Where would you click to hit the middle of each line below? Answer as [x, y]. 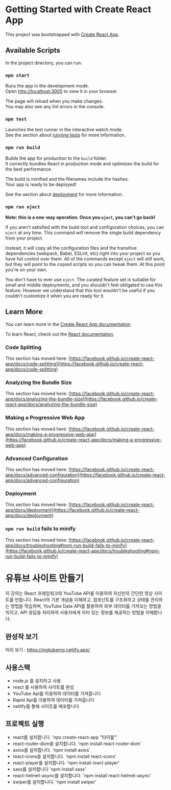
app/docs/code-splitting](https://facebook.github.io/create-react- [75, 364]
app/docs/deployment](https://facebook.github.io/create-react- [72, 510]
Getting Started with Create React [78, 9]
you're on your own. [26, 270]
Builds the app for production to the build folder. [56, 158]
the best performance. [29, 169]
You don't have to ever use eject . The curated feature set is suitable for [81, 279]
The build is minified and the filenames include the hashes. [67, 179]
